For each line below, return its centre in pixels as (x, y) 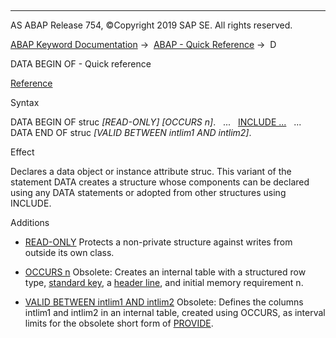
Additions (30, 222)
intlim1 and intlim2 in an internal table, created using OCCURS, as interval (175, 312)
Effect (22, 152)
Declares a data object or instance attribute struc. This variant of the (151, 171)
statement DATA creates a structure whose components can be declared (160, 182)
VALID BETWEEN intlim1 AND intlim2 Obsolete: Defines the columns (164, 302)
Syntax (25, 102)
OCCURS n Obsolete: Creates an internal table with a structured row (165, 272)
